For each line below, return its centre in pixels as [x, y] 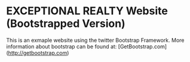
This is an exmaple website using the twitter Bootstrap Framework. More [95, 40]
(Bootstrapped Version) [66, 24]
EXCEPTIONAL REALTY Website [87, 11]
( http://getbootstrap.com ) [38, 52]
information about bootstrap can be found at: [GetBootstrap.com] [87, 46]
